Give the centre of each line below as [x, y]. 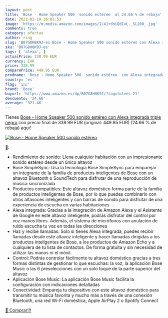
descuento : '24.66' [25, 98]
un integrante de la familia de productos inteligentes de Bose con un [83, 173]
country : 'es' [20, 80]
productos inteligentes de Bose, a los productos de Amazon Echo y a [83, 242]
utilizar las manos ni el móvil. [42, 253]
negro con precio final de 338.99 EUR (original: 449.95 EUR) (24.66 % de [81, 123]
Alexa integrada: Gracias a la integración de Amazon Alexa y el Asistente [87, 210]
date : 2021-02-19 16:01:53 [33, 19]
